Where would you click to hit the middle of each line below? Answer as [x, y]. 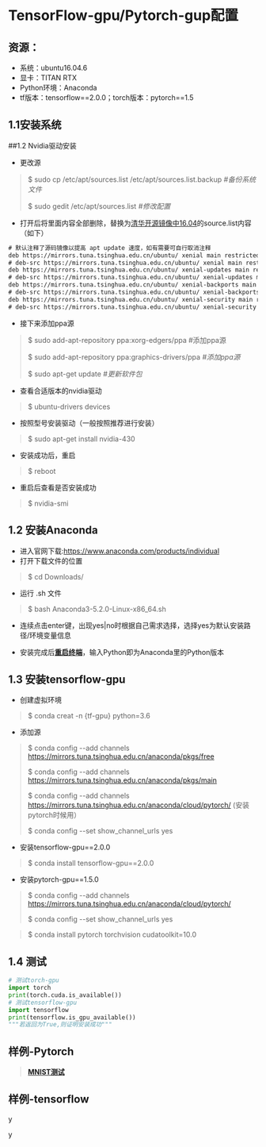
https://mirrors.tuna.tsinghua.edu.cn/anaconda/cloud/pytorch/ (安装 [138, 805]
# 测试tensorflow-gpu [43, 1003]
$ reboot [42, 471]
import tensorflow [38, 1010]
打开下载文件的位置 [51, 560]
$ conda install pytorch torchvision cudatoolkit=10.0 [112, 935]
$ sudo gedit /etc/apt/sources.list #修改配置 [99, 206]
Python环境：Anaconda [58, 88]
